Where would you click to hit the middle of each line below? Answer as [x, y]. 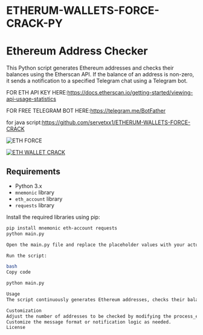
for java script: [24, 122]
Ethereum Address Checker [77, 51]
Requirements [33, 171]
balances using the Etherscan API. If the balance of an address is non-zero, [100, 75]
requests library [34, 205]
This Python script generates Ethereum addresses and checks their [90, 68]
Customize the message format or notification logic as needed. [89, 322]
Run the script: [27, 256]
